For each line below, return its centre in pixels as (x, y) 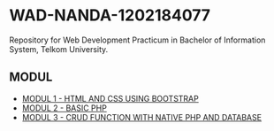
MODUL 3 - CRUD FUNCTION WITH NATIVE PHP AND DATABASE (142, 117)
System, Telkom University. (59, 49)
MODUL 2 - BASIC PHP (65, 108)
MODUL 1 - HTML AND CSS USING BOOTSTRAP (110, 98)
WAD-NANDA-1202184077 (110, 15)
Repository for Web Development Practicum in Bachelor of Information (137, 40)
